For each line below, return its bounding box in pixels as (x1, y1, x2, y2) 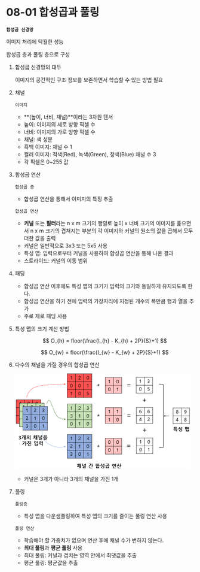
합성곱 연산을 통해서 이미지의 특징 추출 (23, 195, 113, 202)
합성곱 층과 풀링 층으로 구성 (6, 50, 70, 57)
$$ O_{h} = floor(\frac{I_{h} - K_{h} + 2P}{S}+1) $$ (42, 337, 167, 344)
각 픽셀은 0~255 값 (23, 158, 69, 165)
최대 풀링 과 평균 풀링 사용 (23, 544, 82, 551)
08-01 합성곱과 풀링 (6, 5, 100, 19)
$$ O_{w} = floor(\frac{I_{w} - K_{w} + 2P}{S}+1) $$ (41, 349, 169, 356)
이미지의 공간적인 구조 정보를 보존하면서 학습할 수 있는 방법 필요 (14, 76, 163, 83)
